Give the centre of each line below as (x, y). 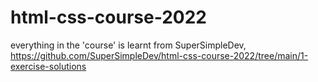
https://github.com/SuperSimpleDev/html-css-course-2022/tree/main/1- (159, 55)
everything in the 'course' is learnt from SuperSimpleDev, (128, 45)
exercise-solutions (48, 66)
